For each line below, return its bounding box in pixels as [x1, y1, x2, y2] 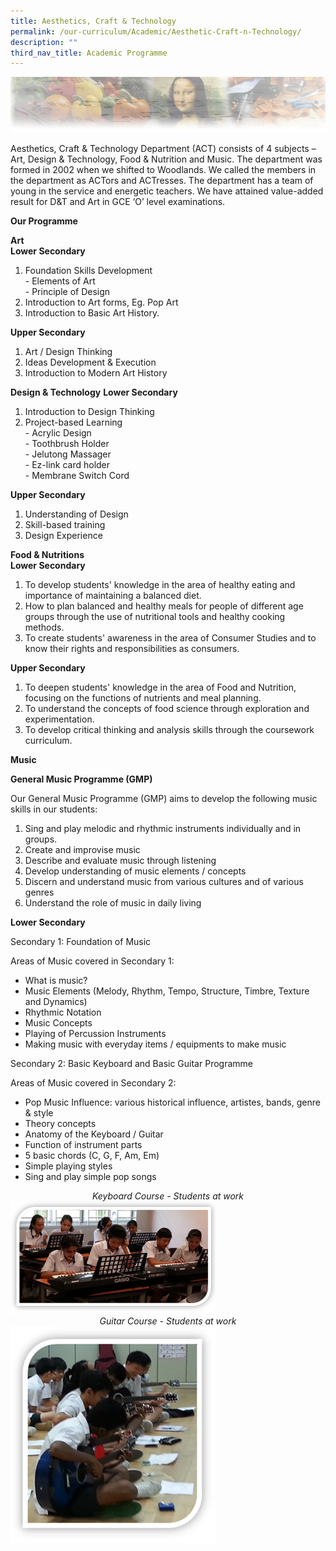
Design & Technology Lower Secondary [10, 386, 178, 398]
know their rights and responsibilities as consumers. [24, 642, 240, 654]
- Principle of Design [24, 285, 111, 297]
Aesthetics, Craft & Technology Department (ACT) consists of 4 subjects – [10, 142, 317, 154]
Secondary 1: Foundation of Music [10, 935, 152, 947]
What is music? [24, 974, 88, 986]
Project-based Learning [24, 416, 123, 428]
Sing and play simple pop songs [24, 1170, 157, 1182]
